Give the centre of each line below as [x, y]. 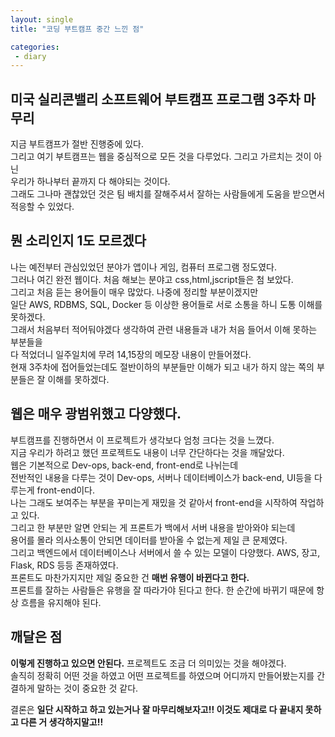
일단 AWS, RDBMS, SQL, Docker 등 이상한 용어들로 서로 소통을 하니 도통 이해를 [166, 304]
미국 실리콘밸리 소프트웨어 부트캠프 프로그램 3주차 [155, 99]
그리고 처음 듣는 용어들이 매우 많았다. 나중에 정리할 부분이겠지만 [134, 292]
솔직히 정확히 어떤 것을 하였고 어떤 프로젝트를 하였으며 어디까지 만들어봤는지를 [162, 675]
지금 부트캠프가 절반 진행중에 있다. [77, 144]
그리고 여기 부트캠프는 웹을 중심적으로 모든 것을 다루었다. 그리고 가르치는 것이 [161, 157]
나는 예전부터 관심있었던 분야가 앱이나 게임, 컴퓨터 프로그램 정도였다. [143, 267]
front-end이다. [66, 490]
